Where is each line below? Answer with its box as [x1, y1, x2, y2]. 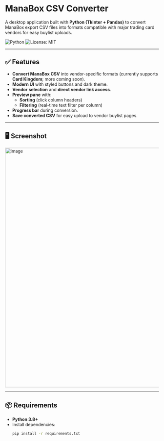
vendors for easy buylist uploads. [5, 29, 72, 35]
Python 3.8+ [12, 416, 38, 422]
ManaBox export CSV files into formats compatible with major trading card [5, 24, 155, 30]
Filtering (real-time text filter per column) [19, 102, 102, 108]
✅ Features [5, 58, 40, 66]
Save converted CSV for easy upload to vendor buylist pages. [12, 112, 138, 118]
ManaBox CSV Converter [5, 3, 109, 14]
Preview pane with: [12, 92, 52, 98]
